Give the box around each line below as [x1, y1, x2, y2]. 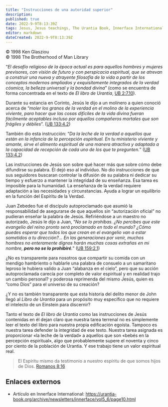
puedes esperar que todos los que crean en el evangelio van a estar [5, 229, 147, 235]
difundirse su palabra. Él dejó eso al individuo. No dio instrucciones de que [5, 166, 160, 172]
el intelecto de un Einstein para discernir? [5, 301, 91, 307]
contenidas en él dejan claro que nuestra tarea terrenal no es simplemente [5, 316, 159, 322]
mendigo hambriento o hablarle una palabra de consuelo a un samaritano [5, 260, 157, 266]
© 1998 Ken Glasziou [5, 48, 49, 55]
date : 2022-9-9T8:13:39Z [5, 21, 57, 26]
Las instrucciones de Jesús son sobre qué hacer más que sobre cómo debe [5, 161, 162, 167]
